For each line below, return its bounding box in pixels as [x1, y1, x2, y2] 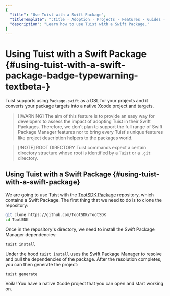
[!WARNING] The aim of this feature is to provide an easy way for [17, 113, 155, 119]
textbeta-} [5, 81, 51, 92]
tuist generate [5, 271, 38, 277]
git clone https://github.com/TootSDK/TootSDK [5, 212, 106, 217]
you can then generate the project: [5, 261, 78, 267]
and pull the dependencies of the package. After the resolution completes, [5, 256, 162, 262]
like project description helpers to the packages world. [17, 134, 133, 141]
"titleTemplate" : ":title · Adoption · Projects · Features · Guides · [10, 17, 166, 22]
